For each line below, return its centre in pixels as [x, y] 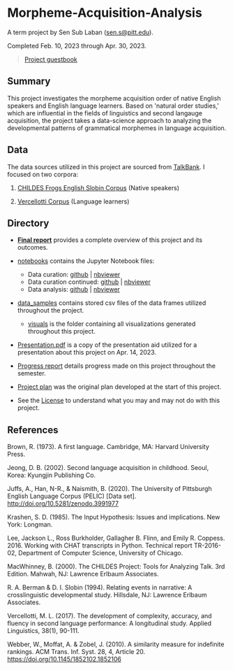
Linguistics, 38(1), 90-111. [43, 631]
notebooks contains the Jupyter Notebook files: [86, 261]
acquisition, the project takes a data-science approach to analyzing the [110, 120]
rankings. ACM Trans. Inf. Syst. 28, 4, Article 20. [76, 652]
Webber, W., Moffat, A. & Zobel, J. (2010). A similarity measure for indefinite [116, 644]
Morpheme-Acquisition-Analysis [105, 13]
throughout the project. [51, 311]
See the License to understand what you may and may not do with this [119, 401]
